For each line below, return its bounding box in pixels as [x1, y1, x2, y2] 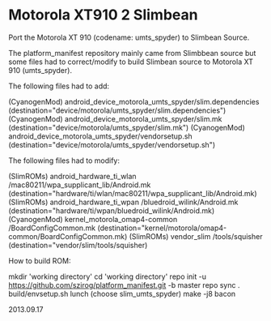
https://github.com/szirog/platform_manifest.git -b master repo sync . [8, 280, 240, 289]
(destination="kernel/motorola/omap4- [96, 223, 227, 233]
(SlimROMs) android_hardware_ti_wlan [8, 171, 137, 181]
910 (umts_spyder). [8, 65, 73, 75]
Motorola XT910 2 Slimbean [8, 6, 198, 24]
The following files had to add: [8, 81, 110, 91]
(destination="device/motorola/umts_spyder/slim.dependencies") [8, 105, 227, 115]
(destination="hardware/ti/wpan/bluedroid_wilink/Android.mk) [8, 205, 215, 216]
